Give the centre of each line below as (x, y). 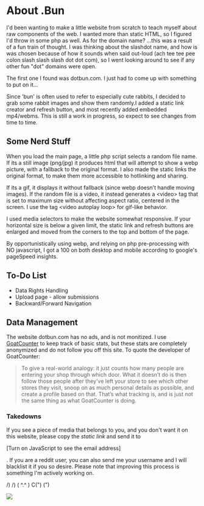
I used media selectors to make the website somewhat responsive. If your (99, 219)
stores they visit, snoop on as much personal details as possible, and (107, 388)
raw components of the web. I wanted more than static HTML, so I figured (99, 34)
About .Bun (36, 11)
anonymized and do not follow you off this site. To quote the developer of (98, 350)
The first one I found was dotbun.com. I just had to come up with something (101, 78)
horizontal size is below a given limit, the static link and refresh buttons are (100, 225)
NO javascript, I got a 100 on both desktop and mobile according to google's (102, 250)
